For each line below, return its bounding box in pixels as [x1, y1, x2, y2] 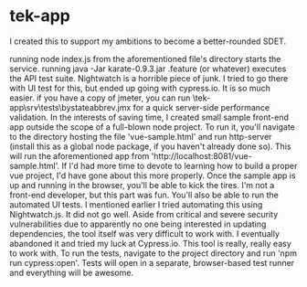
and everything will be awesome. [9, 267, 134, 278]
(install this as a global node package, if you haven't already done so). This [9, 141, 291, 152]
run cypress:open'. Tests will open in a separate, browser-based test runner [9, 257, 295, 268]
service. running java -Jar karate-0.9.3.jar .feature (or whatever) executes [9, 63, 287, 74]
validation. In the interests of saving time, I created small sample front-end [9, 112, 290, 122]
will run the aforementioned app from [9, 150, 150, 161]
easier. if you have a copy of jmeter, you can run [9, 92, 191, 103]
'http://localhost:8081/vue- [151, 150, 253, 161]
